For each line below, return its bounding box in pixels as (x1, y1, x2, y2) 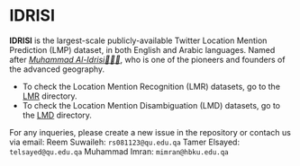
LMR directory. (22, 91, 78, 101)
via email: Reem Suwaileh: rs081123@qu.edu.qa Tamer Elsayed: (9, 136, 241, 147)
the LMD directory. (22, 109, 93, 120)
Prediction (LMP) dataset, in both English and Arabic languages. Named (9, 44, 276, 55)
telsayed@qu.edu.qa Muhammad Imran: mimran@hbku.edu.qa (9, 145, 230, 157)
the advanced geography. (9, 64, 105, 74)
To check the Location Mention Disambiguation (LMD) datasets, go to (22, 100, 281, 110)
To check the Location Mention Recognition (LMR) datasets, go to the (22, 81, 281, 92)
